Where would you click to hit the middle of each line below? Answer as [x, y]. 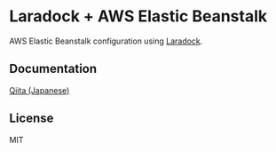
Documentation [53, 69]
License [32, 119]
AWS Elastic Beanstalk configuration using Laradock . [106, 41]
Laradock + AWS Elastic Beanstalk [138, 16]
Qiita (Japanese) [39, 90]
